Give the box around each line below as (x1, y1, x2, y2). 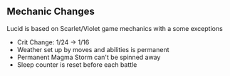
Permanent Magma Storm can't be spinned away (16, 53, 161, 61)
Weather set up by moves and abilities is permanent (16, 45, 169, 53)
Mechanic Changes (6, 6, 95, 18)
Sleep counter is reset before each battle (16, 60, 137, 69)
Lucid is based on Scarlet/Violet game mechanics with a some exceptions (6, 24, 224, 32)
